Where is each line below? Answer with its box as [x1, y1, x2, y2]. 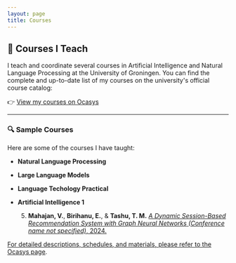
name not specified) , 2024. [27, 226, 107, 235]
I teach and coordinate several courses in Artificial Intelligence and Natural [7, 61, 223, 70]
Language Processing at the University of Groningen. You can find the [7, 69, 210, 77]
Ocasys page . [7, 247, 48, 256]
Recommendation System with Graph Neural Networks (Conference [27, 219, 225, 227]
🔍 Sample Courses [7, 125, 74, 135]
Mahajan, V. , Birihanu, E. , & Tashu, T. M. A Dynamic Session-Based [27, 211, 226, 220]
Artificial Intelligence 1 [17, 198, 85, 206]
